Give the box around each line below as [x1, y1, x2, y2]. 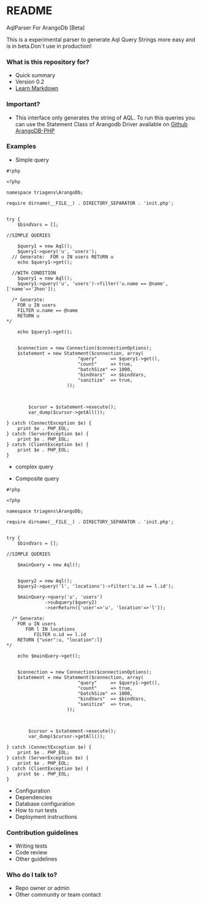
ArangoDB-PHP [15, 127, 55, 134]
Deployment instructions [15, 813, 78, 820]
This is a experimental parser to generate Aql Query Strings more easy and [6, 36, 195, 43]
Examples [6, 142, 37, 151]
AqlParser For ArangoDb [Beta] [6, 24, 85, 31]
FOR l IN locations [25, 626, 75, 632]
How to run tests [15, 807, 58, 814]
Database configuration [15, 800, 75, 807]
